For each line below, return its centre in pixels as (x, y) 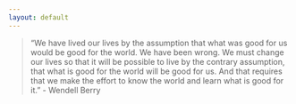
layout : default (38, 17)
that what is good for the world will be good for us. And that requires (156, 71)
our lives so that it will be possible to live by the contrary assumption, (157, 61)
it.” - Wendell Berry (65, 90)
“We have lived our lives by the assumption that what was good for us (159, 43)
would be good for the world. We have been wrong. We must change (157, 52)
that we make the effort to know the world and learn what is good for (157, 80)
